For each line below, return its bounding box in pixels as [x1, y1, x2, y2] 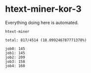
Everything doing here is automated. [5, 20, 79, 25]
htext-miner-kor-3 [5, 3, 82, 15]
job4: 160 [5, 63, 26, 68]
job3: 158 [5, 59, 26, 64]
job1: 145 [5, 50, 26, 55]
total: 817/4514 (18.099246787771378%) [5, 38, 87, 43]
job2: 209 [5, 55, 26, 60]
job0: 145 [5, 46, 26, 51]
